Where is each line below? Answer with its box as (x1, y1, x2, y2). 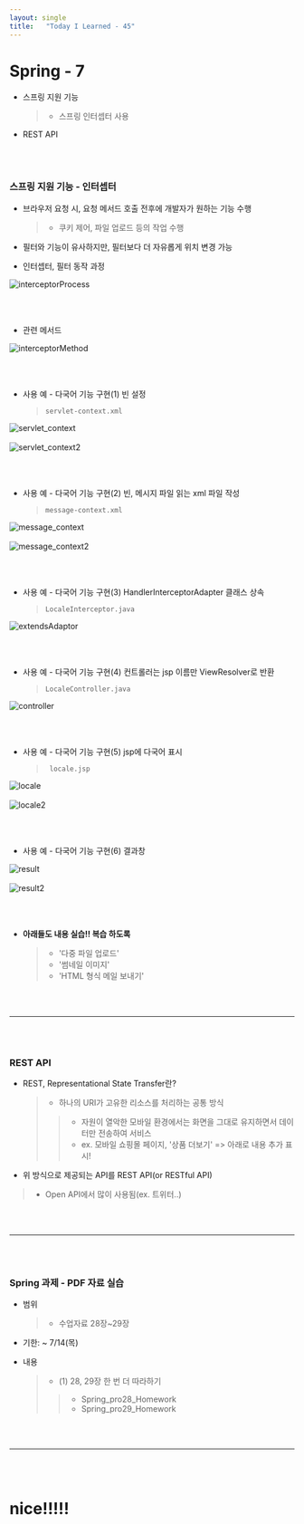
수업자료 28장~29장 (58, 1318, 129, 1329)
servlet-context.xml (44, 407, 123, 416)
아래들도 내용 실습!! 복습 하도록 (22, 928, 131, 939)
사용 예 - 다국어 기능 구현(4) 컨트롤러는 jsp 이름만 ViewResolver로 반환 (22, 666, 275, 677)
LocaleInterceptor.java (44, 604, 136, 614)
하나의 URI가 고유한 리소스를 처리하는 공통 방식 (58, 1097, 224, 1108)
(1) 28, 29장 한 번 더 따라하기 (58, 1375, 162, 1386)
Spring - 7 (9, 61, 85, 81)
